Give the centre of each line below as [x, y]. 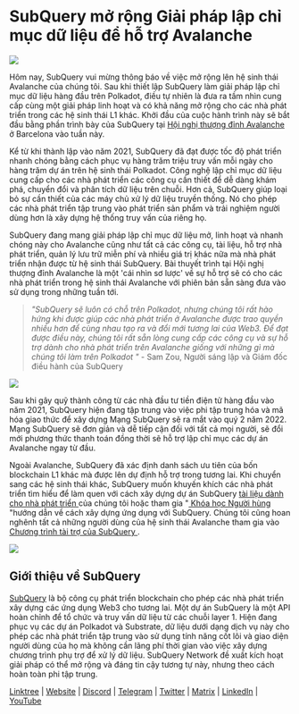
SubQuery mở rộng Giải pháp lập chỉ [145, 17]
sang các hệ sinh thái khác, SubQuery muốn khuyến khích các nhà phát [141, 483]
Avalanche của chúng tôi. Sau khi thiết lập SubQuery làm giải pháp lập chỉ [145, 86]
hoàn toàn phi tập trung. [54, 674]
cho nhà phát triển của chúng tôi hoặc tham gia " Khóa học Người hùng [140, 503]
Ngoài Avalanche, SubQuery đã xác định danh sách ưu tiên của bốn [134, 465]
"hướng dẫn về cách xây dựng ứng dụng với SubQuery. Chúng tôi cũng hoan [150, 512]
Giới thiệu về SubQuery [75, 577]
